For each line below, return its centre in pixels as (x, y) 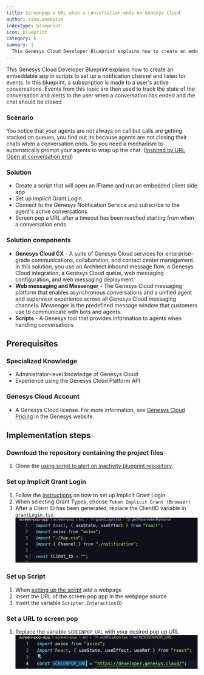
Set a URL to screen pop (42, 618)
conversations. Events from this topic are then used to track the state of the (101, 89)
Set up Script (26, 576)
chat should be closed (34, 102)
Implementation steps (49, 435)
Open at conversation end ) (40, 157)
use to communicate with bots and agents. (68, 312)
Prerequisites (32, 344)
